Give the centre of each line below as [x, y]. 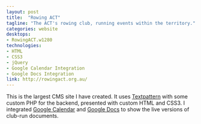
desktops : [19, 34]
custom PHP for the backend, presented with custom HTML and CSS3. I [96, 103]
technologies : [24, 46]
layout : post [23, 12]
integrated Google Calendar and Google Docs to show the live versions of [98, 109]
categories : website [32, 29]
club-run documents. [33, 116]
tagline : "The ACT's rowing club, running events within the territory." [101, 23]
